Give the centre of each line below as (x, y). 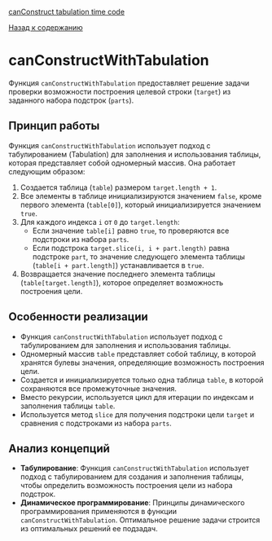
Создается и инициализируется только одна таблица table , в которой (142, 380)
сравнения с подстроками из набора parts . (96, 423)
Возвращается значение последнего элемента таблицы (118, 274)
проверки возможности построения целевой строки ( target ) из (120, 91)
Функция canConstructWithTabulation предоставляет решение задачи (129, 83)
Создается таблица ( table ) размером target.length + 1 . (118, 187)
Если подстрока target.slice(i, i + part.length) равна (131, 248)
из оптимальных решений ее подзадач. (89, 529)
